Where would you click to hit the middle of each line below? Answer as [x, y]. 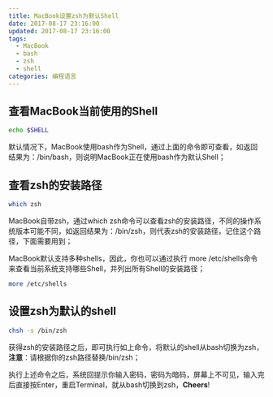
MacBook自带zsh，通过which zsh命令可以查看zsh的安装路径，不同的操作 [131, 221]
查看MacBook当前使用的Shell [83, 112]
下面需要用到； [48, 241]
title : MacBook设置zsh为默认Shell [64, 16]
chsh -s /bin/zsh [38, 330]
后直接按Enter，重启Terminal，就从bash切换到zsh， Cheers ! [109, 384]
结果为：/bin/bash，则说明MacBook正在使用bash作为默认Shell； [117, 157]
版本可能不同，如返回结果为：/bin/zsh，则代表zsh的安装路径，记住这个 [134, 231]
